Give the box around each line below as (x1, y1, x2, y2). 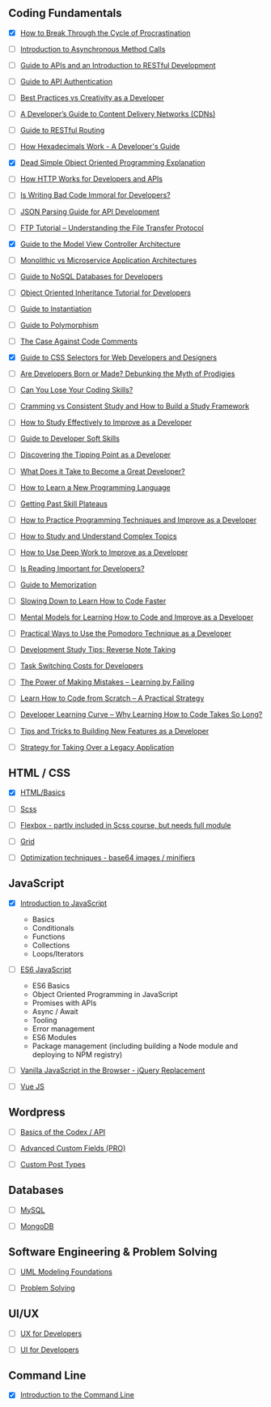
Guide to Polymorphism (19, 320, 99, 330)
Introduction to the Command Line (19, 1390, 135, 1400)
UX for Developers (19, 1328, 83, 1338)
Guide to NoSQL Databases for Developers (19, 271, 163, 281)
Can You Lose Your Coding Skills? (19, 385, 133, 395)
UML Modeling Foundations (19, 1267, 113, 1277)
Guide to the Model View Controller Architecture (19, 239, 180, 249)
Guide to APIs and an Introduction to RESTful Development (19, 60, 216, 70)
